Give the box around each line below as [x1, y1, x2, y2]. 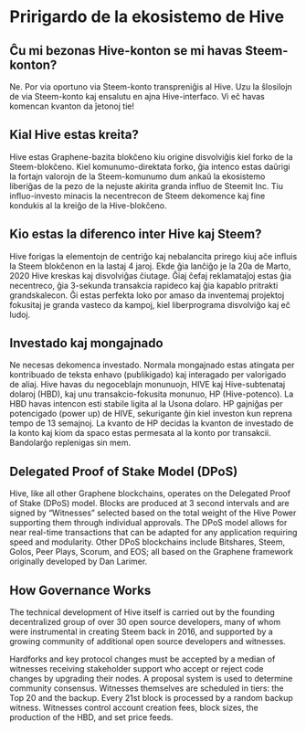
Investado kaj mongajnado [9, 335, 164, 351]
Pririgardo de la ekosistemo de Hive [9, 6, 285, 27]
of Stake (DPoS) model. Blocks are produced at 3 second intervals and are [9, 498, 290, 509]
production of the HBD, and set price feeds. [9, 712, 174, 723]
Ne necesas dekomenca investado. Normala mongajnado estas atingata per [9, 359, 295, 371]
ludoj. [9, 309, 31, 320]
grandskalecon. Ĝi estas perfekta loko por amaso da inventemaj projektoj [9, 290, 285, 301]
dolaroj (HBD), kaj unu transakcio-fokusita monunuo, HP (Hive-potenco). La [9, 388, 294, 399]
